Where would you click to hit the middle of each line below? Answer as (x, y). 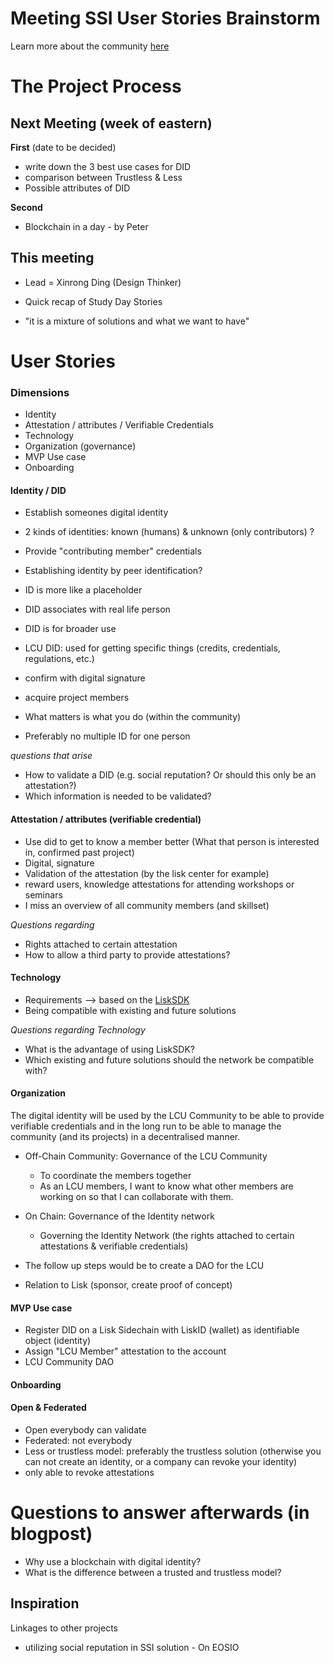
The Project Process (96, 86)
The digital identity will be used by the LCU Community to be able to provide (167, 1116)
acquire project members (77, 698)
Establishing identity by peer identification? (113, 571)
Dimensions (40, 392)
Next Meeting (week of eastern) (111, 123)
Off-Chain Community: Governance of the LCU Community (146, 1156)
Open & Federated (48, 1408)
